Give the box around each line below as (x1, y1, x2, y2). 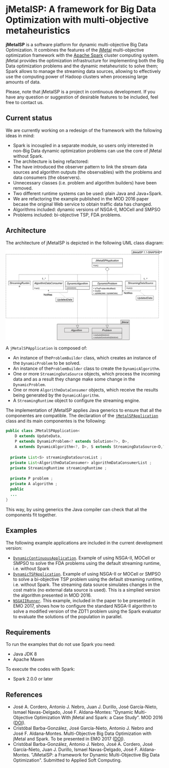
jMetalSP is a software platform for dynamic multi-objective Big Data (6, 41, 148, 47)
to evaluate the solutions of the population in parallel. (13, 613, 123, 619)
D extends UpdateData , (15, 434, 62, 439)
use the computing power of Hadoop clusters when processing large (6, 73, 148, 79)
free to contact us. (6, 99, 44, 105)
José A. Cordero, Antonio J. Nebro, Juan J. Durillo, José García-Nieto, (13, 704, 158, 710)
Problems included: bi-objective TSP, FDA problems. (13, 212, 122, 218)
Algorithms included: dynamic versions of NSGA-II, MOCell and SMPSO (13, 206, 161, 212)
